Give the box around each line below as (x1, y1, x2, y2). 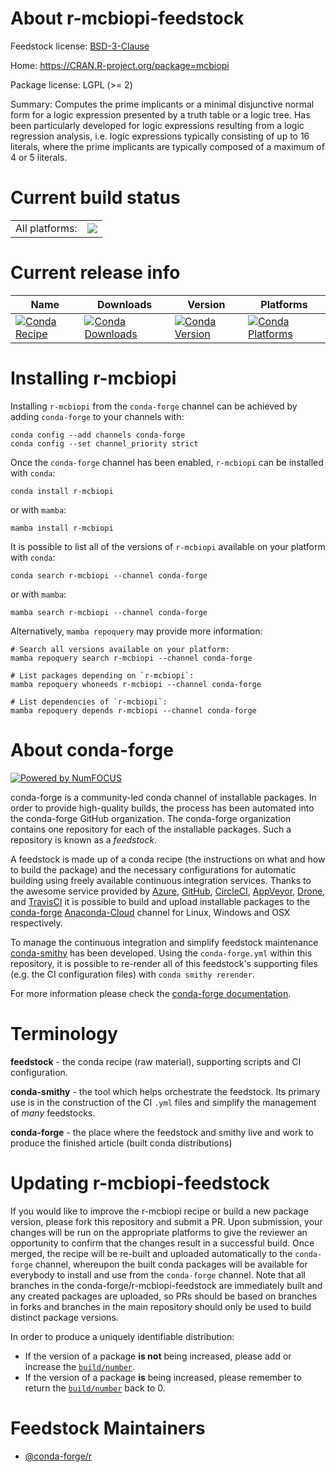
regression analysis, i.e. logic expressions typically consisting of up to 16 (10, 130, 310, 142)
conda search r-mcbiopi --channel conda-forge (10, 570, 208, 581)
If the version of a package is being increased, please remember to (24, 1371, 302, 1383)
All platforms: (15, 221, 78, 235)
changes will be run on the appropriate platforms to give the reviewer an (10, 1226, 308, 1238)
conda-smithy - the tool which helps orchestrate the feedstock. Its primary (10, 1085, 321, 1097)
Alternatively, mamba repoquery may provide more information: (10, 625, 263, 637)
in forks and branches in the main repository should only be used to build (10, 1300, 312, 1312)
